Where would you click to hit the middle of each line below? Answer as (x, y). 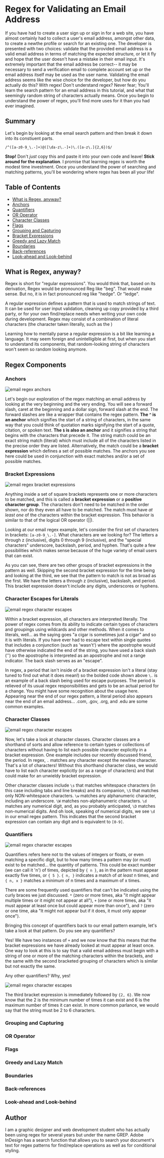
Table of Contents (33, 187)
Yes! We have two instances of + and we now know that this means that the (81, 940)
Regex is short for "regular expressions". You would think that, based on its (80, 284)
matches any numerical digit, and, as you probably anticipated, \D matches (80, 806)
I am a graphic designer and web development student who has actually (78, 1130)
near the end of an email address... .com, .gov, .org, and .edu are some (76, 701)
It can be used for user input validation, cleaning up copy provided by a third (82, 309)
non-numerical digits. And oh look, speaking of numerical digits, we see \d (80, 811)
